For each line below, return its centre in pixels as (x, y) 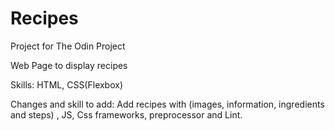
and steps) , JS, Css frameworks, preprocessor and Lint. (126, 114)
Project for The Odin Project (68, 46)
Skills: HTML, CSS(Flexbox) (67, 84)
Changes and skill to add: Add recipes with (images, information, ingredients (167, 104)
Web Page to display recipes (69, 65)
